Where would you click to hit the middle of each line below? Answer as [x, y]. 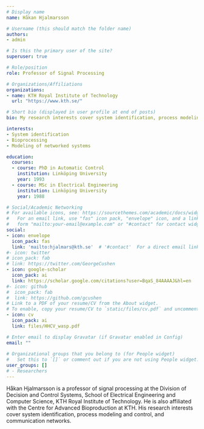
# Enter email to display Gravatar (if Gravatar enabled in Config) [95, 337]
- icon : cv [20, 315]
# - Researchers [27, 371]
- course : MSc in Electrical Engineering [65, 185]
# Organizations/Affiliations [45, 84]
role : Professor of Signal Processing [55, 73]
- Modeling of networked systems [49, 146]
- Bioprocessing [27, 140]
